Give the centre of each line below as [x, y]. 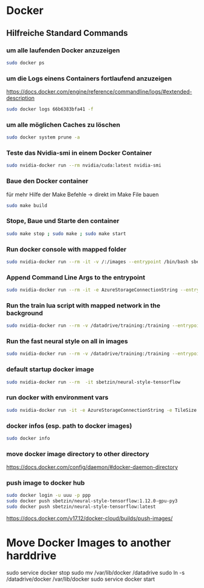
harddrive [31, 556]
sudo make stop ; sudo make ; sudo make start [66, 234]
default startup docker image [50, 369]
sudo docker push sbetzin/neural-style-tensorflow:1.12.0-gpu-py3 [92, 501]
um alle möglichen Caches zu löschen [63, 125]
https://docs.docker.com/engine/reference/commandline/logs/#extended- [99, 92]
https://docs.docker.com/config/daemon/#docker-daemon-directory [92, 467]
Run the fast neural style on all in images [67, 341]
